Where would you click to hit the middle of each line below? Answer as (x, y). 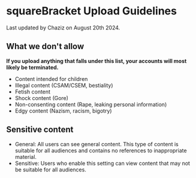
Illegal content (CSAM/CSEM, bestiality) (64, 85)
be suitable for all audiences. (51, 170)
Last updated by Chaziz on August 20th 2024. (63, 28)
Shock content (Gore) (42, 98)
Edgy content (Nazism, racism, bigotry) (63, 111)
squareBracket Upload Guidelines (91, 11)
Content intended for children (51, 79)
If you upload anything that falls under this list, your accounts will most (97, 61)
